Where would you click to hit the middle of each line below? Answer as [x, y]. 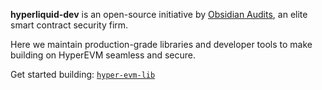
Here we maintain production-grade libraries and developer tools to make [161, 44]
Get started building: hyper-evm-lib [83, 74]
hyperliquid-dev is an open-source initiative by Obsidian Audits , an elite [159, 14]
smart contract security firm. [69, 25]
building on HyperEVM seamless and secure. [103, 55]
